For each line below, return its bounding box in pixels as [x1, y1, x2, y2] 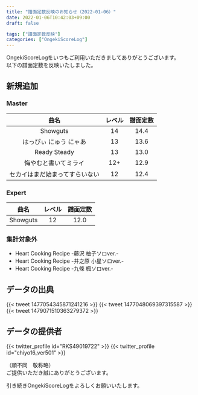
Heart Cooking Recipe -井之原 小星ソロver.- [14, 257, 124, 265]
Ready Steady [34, 147, 74, 156]
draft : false [6, 20, 39, 26]
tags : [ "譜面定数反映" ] [6, 31, 60, 37]
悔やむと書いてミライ [24, 158, 85, 167]
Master [6, 99, 28, 108]
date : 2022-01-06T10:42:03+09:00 [6, 14, 91, 21]
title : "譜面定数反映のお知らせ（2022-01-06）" [6, 8, 117, 15]
